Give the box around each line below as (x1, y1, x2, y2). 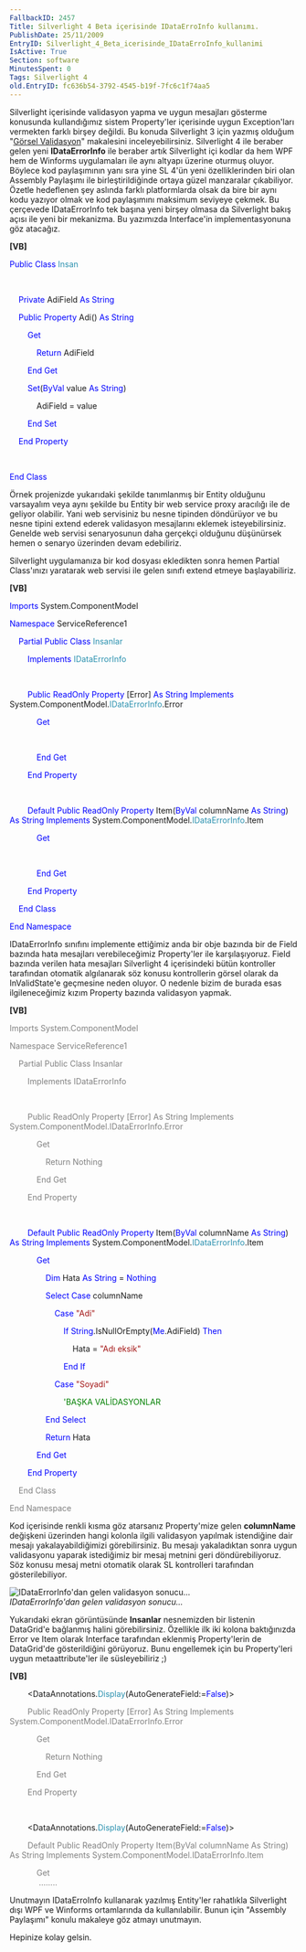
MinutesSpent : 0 (9, 65, 71, 74)
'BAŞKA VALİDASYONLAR (63, 1396, 162, 1407)
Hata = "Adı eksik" (72, 1343, 142, 1354)
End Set (26, 418, 58, 429)
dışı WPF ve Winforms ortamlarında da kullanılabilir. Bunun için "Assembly (9, 1904, 287, 1915)
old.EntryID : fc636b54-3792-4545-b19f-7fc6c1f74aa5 (9, 81, 210, 91)
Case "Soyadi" (54, 1378, 110, 1390)
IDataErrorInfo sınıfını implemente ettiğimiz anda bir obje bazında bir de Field (9, 938, 298, 949)
